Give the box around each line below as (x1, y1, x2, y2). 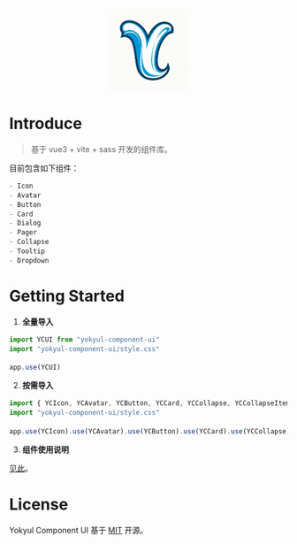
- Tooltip (9, 247, 46, 256)
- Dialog (9, 218, 42, 228)
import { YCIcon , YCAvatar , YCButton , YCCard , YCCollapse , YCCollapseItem (9, 399, 291, 408)
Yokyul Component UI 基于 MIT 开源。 (9, 525, 148, 535)
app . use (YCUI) (9, 363, 62, 372)
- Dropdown (9, 256, 49, 264)
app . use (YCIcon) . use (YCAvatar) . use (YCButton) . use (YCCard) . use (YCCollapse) (9, 426, 291, 436)
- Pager (9, 228, 38, 237)
